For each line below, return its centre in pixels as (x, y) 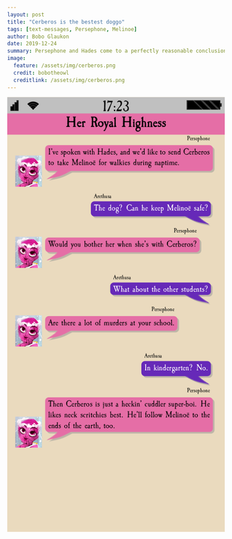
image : (17, 59)
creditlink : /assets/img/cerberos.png (69, 80)
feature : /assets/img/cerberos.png (65, 66)
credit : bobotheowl (41, 72)
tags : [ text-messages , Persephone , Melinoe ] (72, 29)
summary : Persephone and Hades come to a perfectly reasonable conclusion (117, 51)
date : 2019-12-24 (32, 44)
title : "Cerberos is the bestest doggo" (66, 22)
